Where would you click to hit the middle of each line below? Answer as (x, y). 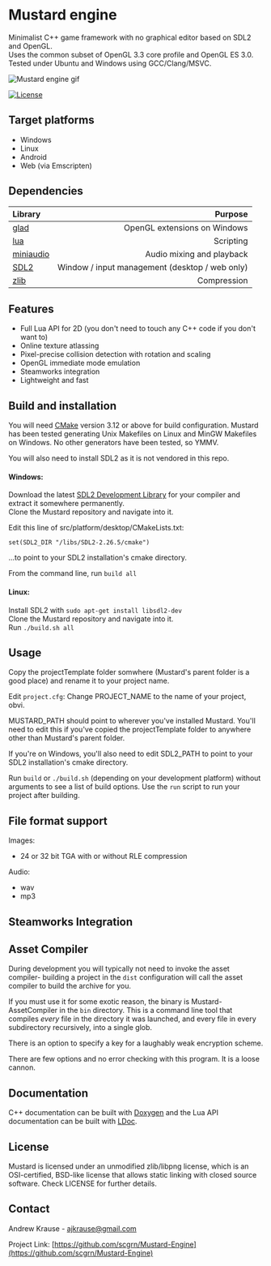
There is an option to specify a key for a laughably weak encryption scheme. (136, 1043)
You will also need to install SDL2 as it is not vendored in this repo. (119, 458)
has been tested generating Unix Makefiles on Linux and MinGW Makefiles (133, 434)
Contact (29, 1209)
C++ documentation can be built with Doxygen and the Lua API (113, 1113)
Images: (22, 840)
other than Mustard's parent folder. (67, 738)
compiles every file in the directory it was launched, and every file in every (132, 1019)
